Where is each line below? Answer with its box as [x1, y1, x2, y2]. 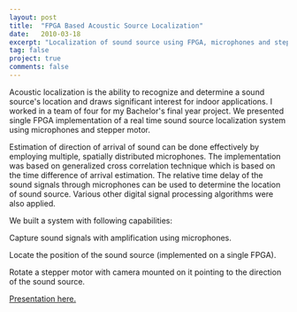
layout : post [9, 12, 57, 22]
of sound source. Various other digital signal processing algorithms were [9, 188, 274, 199]
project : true [9, 54, 62, 63]
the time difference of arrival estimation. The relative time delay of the [9, 169, 263, 180]
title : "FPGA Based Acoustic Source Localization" [9, 21, 203, 30]
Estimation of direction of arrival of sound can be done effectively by [9, 141, 259, 152]
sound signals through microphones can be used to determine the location [9, 179, 281, 190]
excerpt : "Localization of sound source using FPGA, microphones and [9, 37, 271, 47]
